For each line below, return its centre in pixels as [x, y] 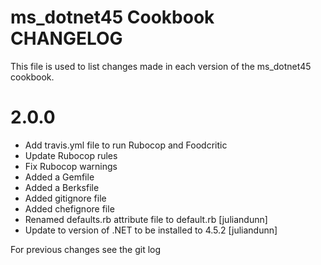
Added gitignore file [65, 198]
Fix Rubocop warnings [71, 166]
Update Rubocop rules [71, 155]
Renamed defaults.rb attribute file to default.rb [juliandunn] [146, 219]
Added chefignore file [69, 208]
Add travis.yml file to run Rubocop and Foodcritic [126, 145]
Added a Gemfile [59, 177]
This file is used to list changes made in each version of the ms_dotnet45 [161, 66]
